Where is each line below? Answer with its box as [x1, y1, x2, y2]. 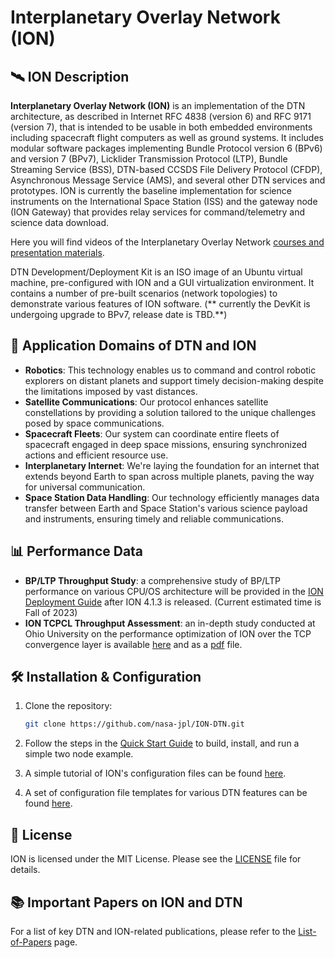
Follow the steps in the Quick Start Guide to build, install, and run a [24, 737, 300, 750]
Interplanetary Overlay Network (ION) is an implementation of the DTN [10, 100, 306, 111]
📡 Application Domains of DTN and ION [10, 337, 257, 355]
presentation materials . [10, 247, 105, 258]
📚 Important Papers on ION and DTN [10, 894, 243, 911]
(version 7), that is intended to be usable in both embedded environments [10, 121, 313, 133]
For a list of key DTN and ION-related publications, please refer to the [10, 925, 297, 937]
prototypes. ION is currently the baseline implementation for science [10, 185, 292, 196]
